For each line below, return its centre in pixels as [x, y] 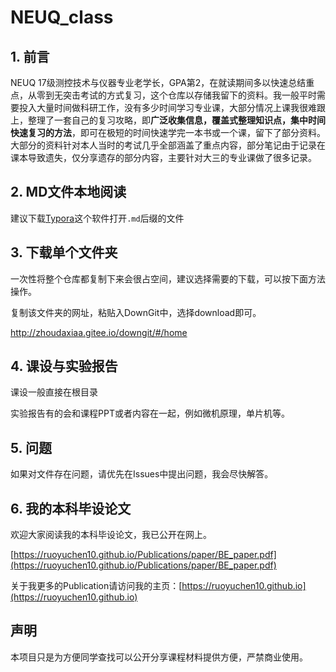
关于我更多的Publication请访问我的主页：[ [96, 586]
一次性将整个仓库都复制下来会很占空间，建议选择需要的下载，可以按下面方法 [168, 278]
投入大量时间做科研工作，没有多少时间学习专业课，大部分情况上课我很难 [167, 107]
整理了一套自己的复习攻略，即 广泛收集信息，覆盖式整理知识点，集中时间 [176, 120]
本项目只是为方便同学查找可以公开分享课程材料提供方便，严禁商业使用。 [159, 657]
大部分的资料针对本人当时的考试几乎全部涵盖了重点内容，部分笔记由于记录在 [168, 145]
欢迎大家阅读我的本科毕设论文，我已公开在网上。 [111, 535]
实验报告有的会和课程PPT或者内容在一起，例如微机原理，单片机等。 [150, 413]
